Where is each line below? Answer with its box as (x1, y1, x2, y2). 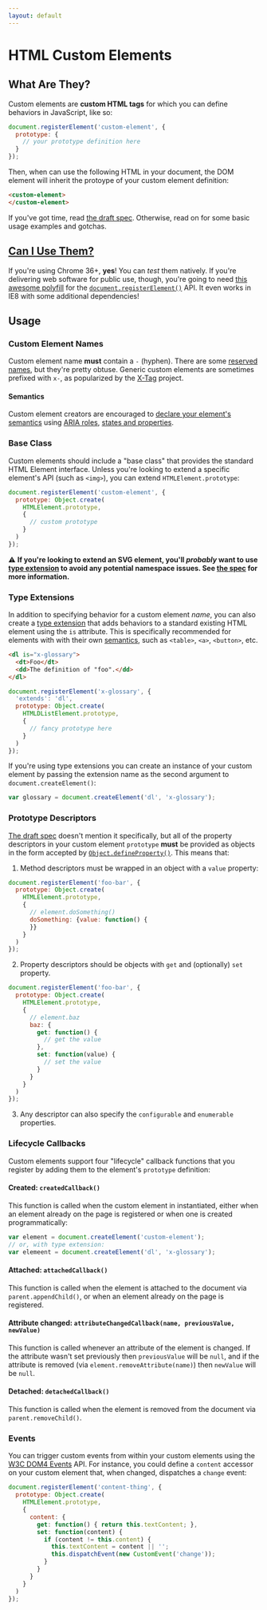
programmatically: (8, 1217, 68, 1227)
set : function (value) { (37, 1051, 116, 1059)
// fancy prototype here (29, 724, 112, 732)
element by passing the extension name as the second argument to (8, 770, 230, 779)
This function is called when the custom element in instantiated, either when (8, 1200, 259, 1210)
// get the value (43, 1036, 102, 1044)
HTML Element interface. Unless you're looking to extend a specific (8, 464, 230, 474)
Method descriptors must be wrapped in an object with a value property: (19, 863, 259, 873)
